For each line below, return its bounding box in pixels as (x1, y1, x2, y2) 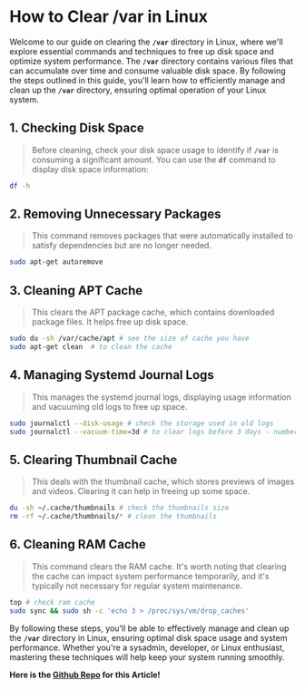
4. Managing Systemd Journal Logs (9, 367, 215, 383)
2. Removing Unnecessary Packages (9, 207, 221, 222)
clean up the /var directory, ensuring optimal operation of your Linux (9, 84, 267, 95)
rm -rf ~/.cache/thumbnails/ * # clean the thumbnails (9, 512, 218, 521)
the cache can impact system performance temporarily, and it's (31, 570, 270, 581)
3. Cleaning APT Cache (9, 283, 143, 298)
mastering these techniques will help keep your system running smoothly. (9, 651, 285, 663)
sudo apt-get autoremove (9, 257, 103, 267)
